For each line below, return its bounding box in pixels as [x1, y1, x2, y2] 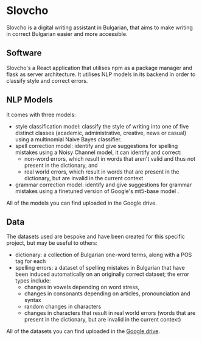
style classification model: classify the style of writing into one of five [15, 122, 189, 130]
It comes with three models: [6, 111, 76, 118]
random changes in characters [24, 303, 102, 311]
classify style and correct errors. [6, 77, 88, 84]
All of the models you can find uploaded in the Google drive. [6, 199, 157, 206]
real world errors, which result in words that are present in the [24, 168, 179, 175]
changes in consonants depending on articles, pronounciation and [24, 290, 190, 297]
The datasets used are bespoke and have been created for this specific [6, 233, 186, 241]
